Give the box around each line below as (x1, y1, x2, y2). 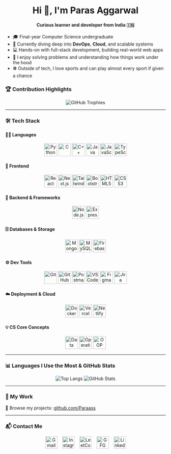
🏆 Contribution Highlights (5, 86, 72, 93)
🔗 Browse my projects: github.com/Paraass (5, 404, 96, 411)
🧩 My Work (5, 393, 33, 400)
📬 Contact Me (5, 422, 43, 429)
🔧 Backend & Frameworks (5, 194, 61, 201)
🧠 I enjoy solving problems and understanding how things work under (12, 54, 159, 60)
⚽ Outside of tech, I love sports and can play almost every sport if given (12, 65, 164, 71)
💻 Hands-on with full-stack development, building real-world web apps (12, 47, 163, 53)
